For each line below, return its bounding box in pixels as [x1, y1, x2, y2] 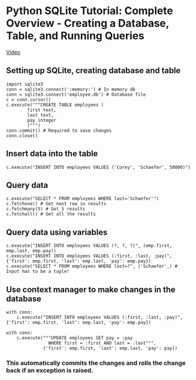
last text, [27, 112, 54, 118]
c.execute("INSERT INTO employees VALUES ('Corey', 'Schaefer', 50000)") [6, 164, 191, 170]
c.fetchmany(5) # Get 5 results [6, 206, 85, 212]
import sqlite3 [6, 81, 44, 87]
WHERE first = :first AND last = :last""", [48, 340, 157, 346]
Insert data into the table [6, 149, 98, 159]
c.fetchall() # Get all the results [6, 211, 96, 217]
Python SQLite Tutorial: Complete [6, 4, 174, 18]
